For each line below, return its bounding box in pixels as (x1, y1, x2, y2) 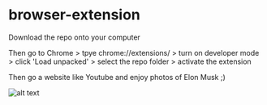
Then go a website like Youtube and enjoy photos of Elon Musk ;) (8, 72, 226, 82)
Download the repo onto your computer (8, 32, 140, 42)
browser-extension (8, 6, 140, 24)
